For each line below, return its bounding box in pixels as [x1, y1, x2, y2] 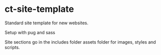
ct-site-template [4, 3, 74, 15]
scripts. [4, 44, 20, 50]
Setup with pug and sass [4, 29, 56, 35]
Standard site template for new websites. [4, 20, 89, 26]
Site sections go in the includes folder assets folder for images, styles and [4, 39, 156, 45]
